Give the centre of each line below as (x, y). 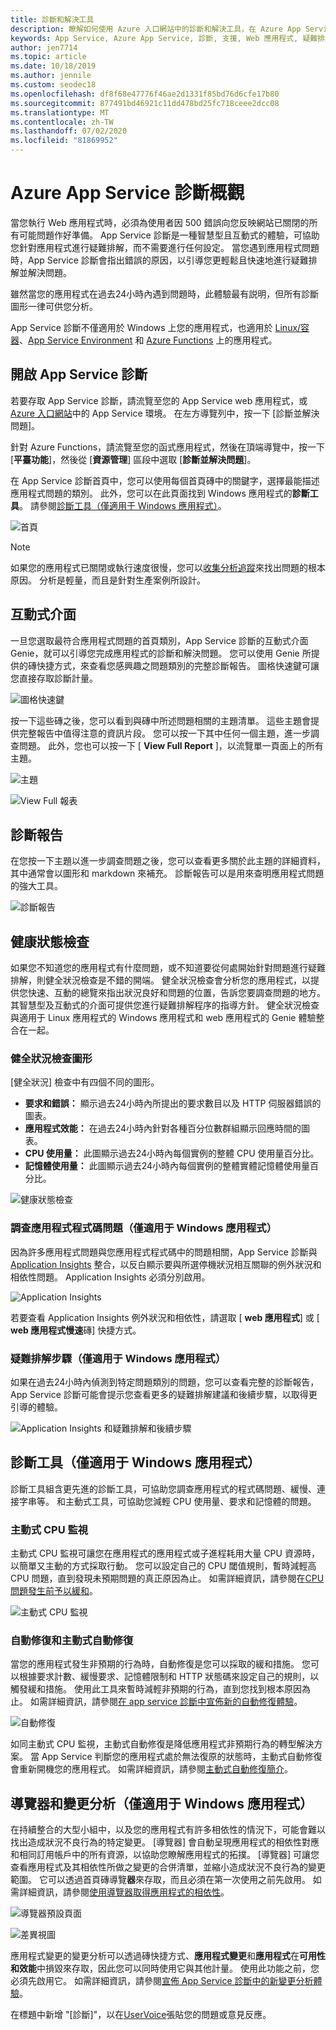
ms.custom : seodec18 (53, 85)
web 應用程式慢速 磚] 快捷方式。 (76, 1330)
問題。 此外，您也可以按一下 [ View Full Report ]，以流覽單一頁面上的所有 (171, 745)
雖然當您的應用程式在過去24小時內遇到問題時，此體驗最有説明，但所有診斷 (165, 293)
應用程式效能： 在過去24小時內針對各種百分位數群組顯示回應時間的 (163, 1128)
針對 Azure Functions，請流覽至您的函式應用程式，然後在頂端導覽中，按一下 (168, 447)
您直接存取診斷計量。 (54, 678)
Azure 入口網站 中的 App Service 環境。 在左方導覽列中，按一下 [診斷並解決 (165, 413)
